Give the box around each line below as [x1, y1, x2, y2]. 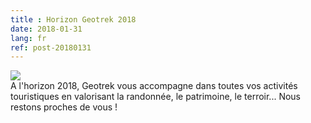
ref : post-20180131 [10, 42, 92, 53]
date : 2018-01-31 [10, 24, 83, 34]
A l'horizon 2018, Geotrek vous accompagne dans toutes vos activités [10, 80, 298, 92]
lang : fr [10, 33, 47, 43]
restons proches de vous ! [10, 101, 118, 113]
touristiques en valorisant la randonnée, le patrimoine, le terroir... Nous [10, 91, 302, 103]
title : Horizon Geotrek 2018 [10, 14, 137, 25]
